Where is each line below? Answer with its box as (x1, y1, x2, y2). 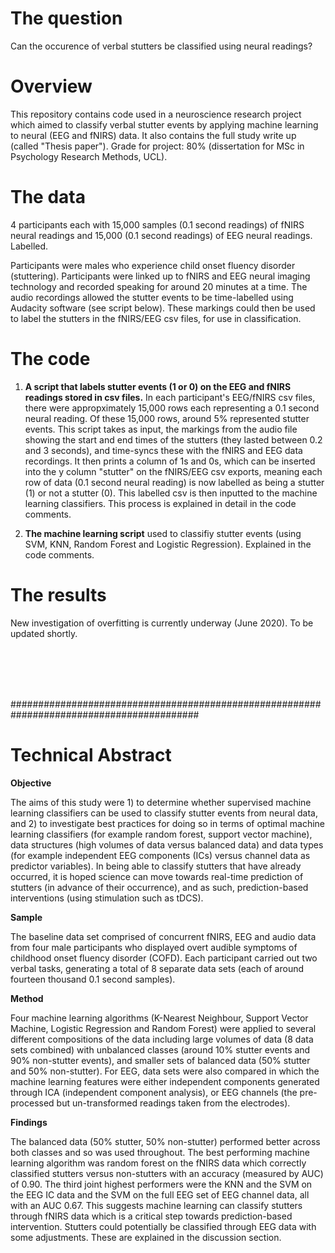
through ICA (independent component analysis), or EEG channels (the (10, 1086, 298, 1098)
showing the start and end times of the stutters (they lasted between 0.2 (24, 433, 323, 446)
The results (10, 583, 107, 606)
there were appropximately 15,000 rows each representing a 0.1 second (24, 402, 320, 414)
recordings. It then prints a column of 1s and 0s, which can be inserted (24, 455, 316, 467)
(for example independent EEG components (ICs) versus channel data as (10, 849, 311, 861)
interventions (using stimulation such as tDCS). (10, 892, 204, 904)
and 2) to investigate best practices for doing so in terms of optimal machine (10, 817, 326, 829)
